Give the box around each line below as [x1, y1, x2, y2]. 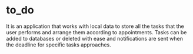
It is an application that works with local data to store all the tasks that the [6, 23, 184, 30]
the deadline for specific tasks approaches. [6, 41, 112, 48]
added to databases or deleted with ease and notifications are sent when [6, 35, 184, 42]
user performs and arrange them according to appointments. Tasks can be [6, 28, 187, 35]
